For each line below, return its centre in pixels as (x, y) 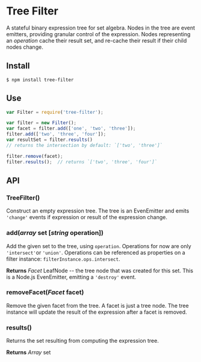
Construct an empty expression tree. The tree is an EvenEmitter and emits (98, 211)
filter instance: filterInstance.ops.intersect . (63, 259)
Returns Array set (29, 352)
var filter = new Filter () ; (42, 123)
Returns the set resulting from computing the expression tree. (83, 341)
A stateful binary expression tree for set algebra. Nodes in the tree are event (101, 28)
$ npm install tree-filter (40, 80)
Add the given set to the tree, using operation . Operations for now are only (99, 246)
